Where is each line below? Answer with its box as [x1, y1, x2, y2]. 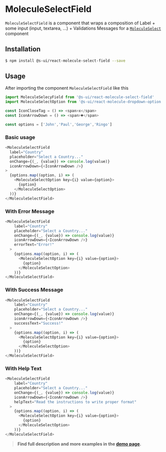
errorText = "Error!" [14, 242, 55, 247]
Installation [5, 45, 41, 53]
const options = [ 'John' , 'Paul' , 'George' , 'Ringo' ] [5, 122, 112, 127]
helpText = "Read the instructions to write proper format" [14, 399, 137, 404]
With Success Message [5, 286, 64, 293]
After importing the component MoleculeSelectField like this [5, 85, 129, 91]
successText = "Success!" [14, 321, 64, 326]
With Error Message [5, 208, 55, 215]
